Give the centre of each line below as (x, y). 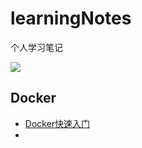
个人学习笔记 (36, 47)
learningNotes (71, 18)
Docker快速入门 (57, 123)
